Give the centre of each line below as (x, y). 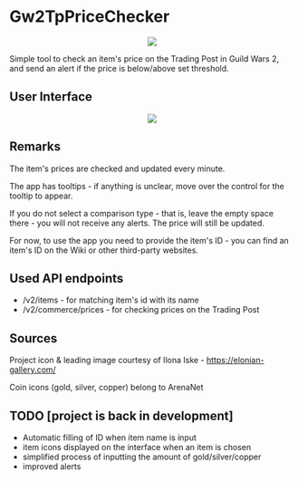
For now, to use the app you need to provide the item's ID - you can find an (149, 240)
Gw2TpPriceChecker (90, 17)
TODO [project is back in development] (121, 415)
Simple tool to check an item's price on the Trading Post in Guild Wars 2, (144, 58)
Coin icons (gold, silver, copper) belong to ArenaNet (106, 388)
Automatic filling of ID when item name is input (110, 438)
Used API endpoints (67, 278)
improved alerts (52, 467)
